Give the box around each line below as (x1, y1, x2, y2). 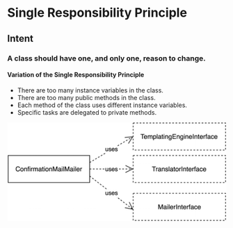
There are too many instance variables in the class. (17, 85, 163, 95)
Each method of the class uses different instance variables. (17, 101, 188, 109)
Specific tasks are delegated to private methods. (17, 108, 157, 116)
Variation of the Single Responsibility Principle (7, 71, 145, 79)
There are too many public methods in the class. (17, 93, 156, 101)
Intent (7, 33, 33, 44)
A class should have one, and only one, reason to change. (7, 54, 207, 63)
